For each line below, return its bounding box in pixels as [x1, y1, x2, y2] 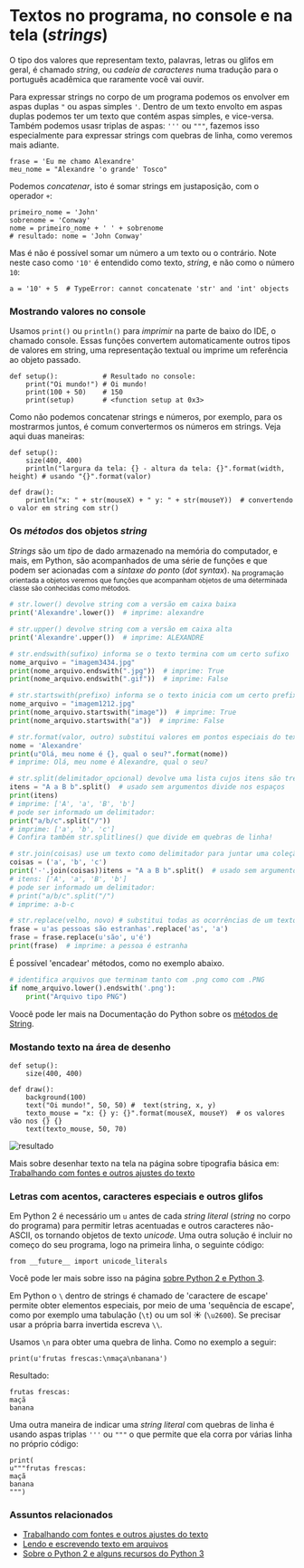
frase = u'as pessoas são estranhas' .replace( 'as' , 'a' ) [9, 925, 229, 934]
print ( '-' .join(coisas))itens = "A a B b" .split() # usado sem [9, 866, 257, 876]
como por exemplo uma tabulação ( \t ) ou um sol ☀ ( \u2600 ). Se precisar [9, 1309, 281, 1321]
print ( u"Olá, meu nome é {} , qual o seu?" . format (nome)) [9, 749, 229, 758]
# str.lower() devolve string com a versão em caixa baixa [9, 600, 237, 609]
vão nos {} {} [9, 1117, 63, 1126]
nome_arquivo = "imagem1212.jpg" [9, 699, 136, 708]
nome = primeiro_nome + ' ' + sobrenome [9, 223, 165, 233]
